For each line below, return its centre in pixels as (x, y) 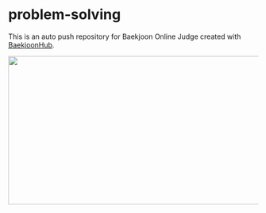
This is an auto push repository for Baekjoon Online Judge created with (125, 36)
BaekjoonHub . (31, 44)
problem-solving (65, 15)
